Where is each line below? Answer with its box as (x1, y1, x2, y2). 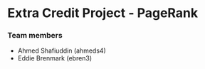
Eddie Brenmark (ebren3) (17, 54, 93, 63)
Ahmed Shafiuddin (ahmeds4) (17, 46, 107, 55)
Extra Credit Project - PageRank (7, 5, 199, 21)
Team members (7, 31, 63, 41)
